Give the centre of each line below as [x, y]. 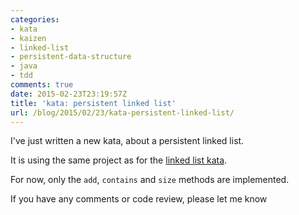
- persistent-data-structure [71, 57]
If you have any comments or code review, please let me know [139, 199]
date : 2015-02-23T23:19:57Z [69, 94]
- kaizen [28, 38]
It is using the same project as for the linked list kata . [119, 160]
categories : [35, 19]
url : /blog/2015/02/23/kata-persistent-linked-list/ [122, 112]
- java [24, 66]
